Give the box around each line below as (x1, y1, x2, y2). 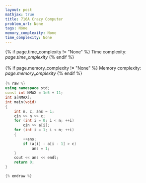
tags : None (5, 26, 28, 31)
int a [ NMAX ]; (5, 95, 32, 100)
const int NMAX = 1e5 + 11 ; (5, 90, 64, 95)
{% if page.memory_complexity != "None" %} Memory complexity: (5, 65, 142, 71)
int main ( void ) (5, 99, 37, 105)
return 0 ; (14, 160, 35, 165)
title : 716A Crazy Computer (5, 16, 64, 21)
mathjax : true (5, 12, 35, 17)
